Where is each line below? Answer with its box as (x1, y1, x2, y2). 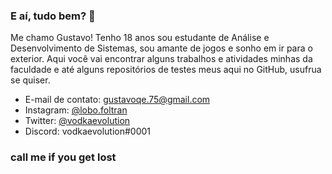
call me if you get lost (10, 150, 117, 164)
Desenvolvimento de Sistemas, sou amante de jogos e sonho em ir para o (10, 42, 313, 54)
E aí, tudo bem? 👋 (10, 9, 96, 23)
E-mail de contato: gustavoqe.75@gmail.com (24, 94, 211, 106)
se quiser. (10, 74, 51, 86)
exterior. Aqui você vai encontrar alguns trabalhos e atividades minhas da (10, 53, 313, 65)
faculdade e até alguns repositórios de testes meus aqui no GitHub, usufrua (10, 64, 322, 76)
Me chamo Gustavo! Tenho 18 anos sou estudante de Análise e (10, 32, 270, 44)
